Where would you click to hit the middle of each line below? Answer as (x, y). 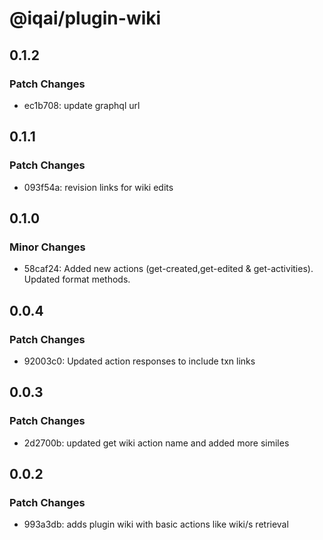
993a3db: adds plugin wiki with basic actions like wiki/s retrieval (156, 524)
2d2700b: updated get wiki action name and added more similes (156, 443)
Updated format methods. (77, 279)
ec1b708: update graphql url (82, 105)
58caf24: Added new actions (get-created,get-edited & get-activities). (168, 269)
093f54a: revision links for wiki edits (98, 187)
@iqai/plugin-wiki (85, 18)
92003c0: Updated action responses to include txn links (139, 361)
